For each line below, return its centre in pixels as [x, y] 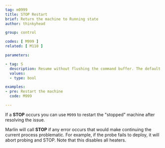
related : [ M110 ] [24, 46]
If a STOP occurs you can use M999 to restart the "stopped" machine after [80, 114]
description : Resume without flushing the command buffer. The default [85, 69]
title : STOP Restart [27, 14]
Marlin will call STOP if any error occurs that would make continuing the [78, 129]
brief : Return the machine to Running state [52, 19]
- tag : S [14, 64]
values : [18, 73]
